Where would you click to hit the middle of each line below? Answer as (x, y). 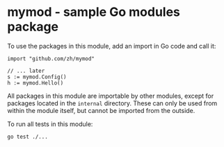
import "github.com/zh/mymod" (51, 59)
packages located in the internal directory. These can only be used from (112, 103)
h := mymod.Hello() (35, 83)
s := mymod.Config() (37, 77)
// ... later (26, 71)
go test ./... (28, 137)
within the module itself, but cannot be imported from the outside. (101, 110)
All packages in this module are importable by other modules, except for (111, 96)
